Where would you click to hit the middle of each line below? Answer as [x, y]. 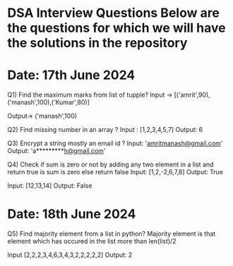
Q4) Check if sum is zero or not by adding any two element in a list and [110, 164]
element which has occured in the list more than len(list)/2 [92, 241]
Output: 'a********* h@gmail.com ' [56, 151]
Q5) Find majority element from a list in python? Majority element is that [112, 234]
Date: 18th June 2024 [72, 214]
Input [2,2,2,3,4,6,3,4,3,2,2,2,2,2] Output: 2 [70, 255]
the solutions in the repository [97, 43]
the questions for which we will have [116, 28]
